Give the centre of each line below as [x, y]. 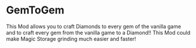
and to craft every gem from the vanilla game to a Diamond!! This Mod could [98, 32]
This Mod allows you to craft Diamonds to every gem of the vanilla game [94, 26]
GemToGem [35, 10]
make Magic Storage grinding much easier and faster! [71, 39]
